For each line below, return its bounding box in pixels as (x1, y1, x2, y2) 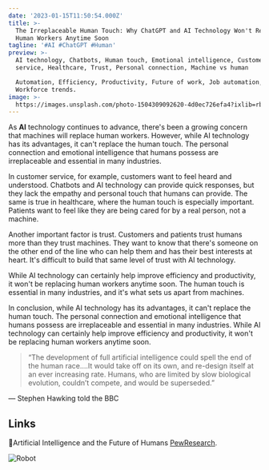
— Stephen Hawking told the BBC (8, 393, 119, 404)
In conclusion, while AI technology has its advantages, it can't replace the (8, 303, 251, 313)
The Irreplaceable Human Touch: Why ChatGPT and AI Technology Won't (15, 26, 252, 34)
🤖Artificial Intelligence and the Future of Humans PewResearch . (8, 438, 218, 448)
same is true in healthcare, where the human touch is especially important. (8, 197, 255, 207)
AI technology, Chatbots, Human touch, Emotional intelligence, (15, 57, 235, 65)
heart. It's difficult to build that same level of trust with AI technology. (8, 255, 236, 265)
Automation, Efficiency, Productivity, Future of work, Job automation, (15, 78, 263, 86)
